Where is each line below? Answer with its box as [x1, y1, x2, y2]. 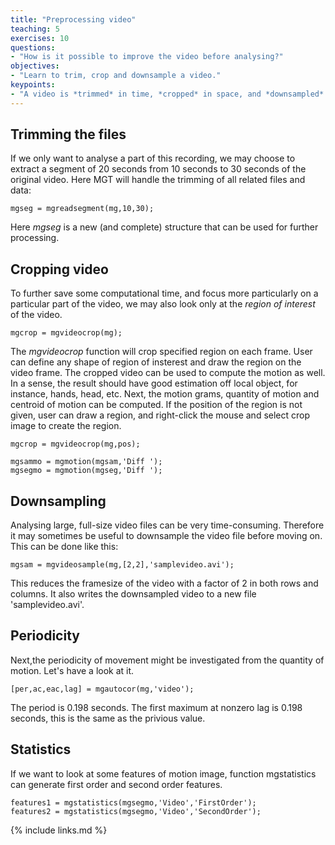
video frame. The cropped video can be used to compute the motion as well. [10, 367, 326, 379]
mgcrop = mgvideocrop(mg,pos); [10, 439, 141, 450]
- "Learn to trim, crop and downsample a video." [10, 71, 222, 81]
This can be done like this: [10, 541, 119, 553]
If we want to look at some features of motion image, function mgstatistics [10, 767, 317, 780]
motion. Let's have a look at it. [10, 664, 135, 676]
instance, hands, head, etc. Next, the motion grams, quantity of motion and [10, 388, 320, 400]
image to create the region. [10, 420, 122, 432]
